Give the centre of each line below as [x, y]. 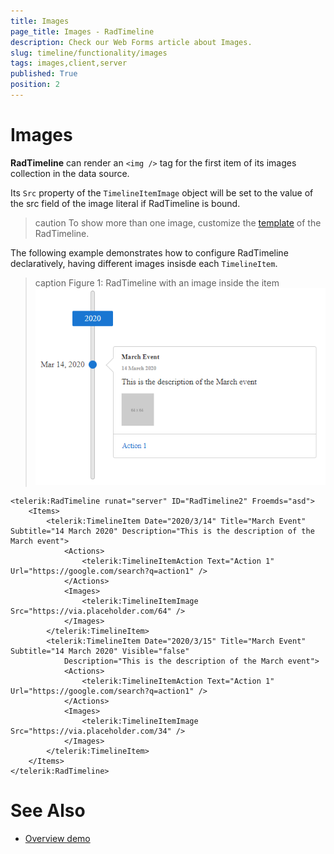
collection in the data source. [70, 173]
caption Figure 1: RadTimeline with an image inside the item [157, 282]
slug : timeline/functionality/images [89, 53]
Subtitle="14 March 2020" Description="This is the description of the [162, 531]
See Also [48, 811]
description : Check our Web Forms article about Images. [131, 42]
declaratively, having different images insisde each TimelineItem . [144, 263]
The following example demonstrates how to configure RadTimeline [149, 252]
